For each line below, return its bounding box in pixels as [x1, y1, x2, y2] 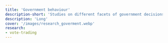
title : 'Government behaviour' [5, 7, 70, 12]
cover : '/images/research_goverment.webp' [5, 21, 95, 26]
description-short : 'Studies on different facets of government [5, 12, 142, 17]
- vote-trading [5, 30, 37, 35]
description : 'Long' [5, 16, 48, 21]
